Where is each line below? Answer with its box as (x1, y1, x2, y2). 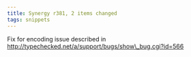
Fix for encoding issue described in (7, 35, 106, 43)
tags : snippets (7, 16, 50, 23)
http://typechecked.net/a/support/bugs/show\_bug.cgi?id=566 (7, 42, 184, 50)
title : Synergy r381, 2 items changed (7, 9, 117, 17)
